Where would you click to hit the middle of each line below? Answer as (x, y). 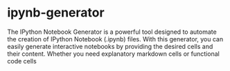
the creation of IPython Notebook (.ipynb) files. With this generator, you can (115, 39)
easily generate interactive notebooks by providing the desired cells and (110, 46)
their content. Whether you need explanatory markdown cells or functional (113, 54)
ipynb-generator (56, 13)
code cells (22, 61)
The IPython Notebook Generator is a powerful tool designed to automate (112, 32)
